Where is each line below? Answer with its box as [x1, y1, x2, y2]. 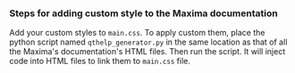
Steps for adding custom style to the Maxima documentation [9, 7, 279, 20]
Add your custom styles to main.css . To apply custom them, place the [9, 28, 265, 38]
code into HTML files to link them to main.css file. [9, 56, 190, 67]
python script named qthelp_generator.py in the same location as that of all [9, 36, 288, 47]
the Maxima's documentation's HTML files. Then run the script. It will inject [9, 46, 286, 57]
